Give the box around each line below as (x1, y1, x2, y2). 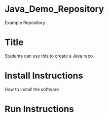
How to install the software (4, 86, 59, 92)
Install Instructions (4, 70, 83, 81)
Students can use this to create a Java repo (4, 53, 93, 59)
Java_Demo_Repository (4, 3, 104, 15)
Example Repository (4, 20, 45, 25)
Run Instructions (4, 104, 74, 115)
